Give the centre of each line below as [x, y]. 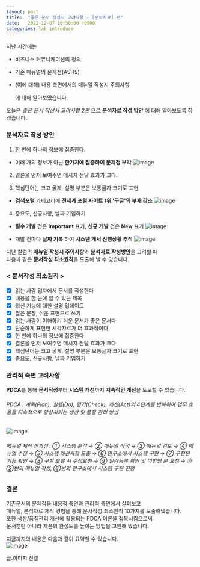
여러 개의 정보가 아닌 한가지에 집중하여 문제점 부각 [73, 162]
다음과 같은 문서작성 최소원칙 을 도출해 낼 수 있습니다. [68, 259]
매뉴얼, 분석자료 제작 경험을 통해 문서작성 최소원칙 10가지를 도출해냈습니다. [94, 511]
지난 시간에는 [22, 46]
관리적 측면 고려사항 [33, 376]
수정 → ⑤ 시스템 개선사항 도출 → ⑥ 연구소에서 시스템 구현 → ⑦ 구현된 [104, 453]
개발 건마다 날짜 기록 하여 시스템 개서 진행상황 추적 [74, 239]
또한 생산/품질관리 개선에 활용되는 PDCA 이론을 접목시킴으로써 [80, 518]
